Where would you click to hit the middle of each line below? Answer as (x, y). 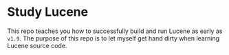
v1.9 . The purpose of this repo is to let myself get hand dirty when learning (113, 38)
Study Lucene (47, 12)
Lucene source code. (37, 45)
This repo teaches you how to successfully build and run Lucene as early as (115, 31)
